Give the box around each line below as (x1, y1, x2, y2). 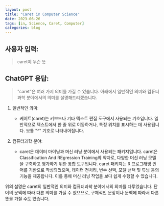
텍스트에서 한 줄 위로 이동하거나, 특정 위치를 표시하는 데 (36, 121, 142, 128)
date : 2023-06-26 (5, 16, 41, 21)
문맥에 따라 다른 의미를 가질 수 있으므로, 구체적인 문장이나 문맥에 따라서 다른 (14, 189, 159, 195)
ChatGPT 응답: (5, 75, 49, 83)
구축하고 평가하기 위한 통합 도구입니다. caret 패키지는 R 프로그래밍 (24, 160, 152, 167)
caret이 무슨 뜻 (17, 58, 46, 64)
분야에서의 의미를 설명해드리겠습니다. (26, 94, 97, 101)
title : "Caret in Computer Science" (5, 12, 80, 17)
